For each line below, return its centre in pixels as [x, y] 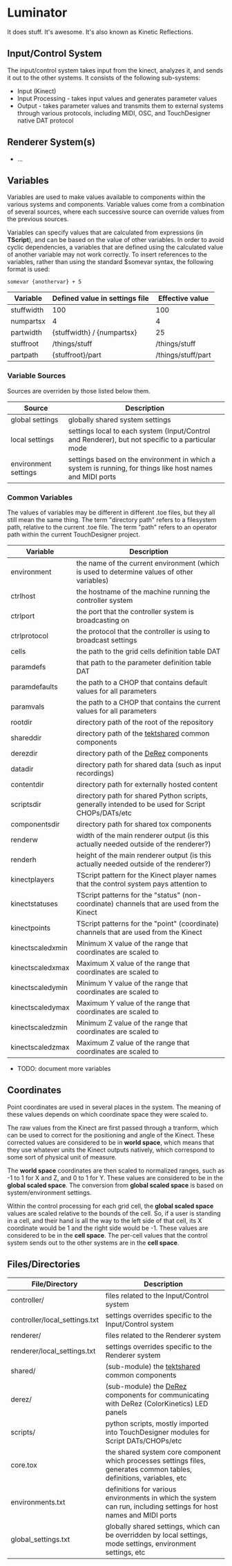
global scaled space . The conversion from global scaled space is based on [115, 1185]
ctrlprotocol [29, 635]
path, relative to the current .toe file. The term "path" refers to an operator [112, 527]
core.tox [24, 1465]
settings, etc [125, 1552]
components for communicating [157, 1395]
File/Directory [55, 1284]
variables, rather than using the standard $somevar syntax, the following [110, 262]
